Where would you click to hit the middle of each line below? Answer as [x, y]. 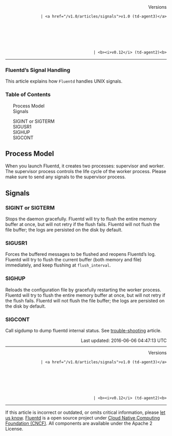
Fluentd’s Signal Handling [38, 70]
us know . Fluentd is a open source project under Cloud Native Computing [83, 418]
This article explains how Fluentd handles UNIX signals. [64, 81]
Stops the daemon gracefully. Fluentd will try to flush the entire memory [81, 219]
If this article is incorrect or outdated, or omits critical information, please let [85, 412]
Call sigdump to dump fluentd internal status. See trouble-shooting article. [83, 330]
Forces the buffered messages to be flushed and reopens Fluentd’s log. [81, 254]
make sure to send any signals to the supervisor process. [66, 177]
